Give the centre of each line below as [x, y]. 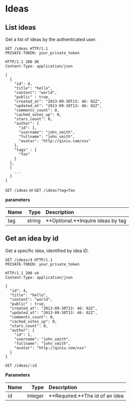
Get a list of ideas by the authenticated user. [51, 39]
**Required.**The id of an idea [86, 395]
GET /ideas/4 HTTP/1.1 [29, 260]
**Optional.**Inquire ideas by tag [86, 221]
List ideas [21, 27]
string [34, 221]
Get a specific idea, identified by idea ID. [47, 251]
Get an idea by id [32, 239]
